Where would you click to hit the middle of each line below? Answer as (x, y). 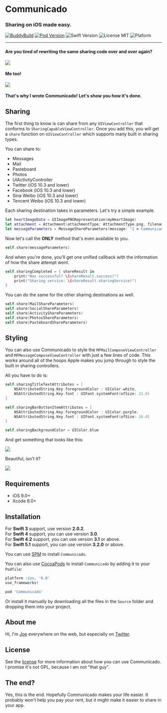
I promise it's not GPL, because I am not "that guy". (58, 667)
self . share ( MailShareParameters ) (40, 304)
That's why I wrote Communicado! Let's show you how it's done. (73, 96)
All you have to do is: (27, 375)
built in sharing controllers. (33, 366)
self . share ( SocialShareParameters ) (42, 309)
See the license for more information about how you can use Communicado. (83, 662)
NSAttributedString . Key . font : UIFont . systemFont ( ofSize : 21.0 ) (82, 394)
